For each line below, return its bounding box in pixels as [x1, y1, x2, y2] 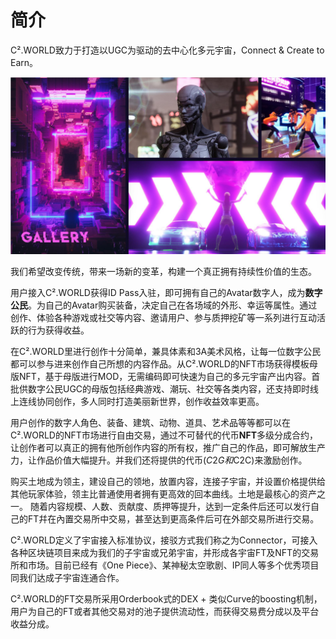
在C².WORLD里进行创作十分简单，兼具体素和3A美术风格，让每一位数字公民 [10, 346, 322, 358]
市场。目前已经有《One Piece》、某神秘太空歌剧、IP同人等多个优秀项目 [27, 559, 320, 571]
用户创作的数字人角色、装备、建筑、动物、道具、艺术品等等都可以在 [10, 417, 291, 429]
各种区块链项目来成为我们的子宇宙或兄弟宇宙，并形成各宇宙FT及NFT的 [10, 547, 302, 559]
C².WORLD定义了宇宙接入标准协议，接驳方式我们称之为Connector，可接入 [10, 534, 318, 546]
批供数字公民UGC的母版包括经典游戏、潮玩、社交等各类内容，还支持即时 [10, 383, 311, 395]
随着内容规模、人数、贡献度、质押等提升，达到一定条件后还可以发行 [29, 501, 311, 513]
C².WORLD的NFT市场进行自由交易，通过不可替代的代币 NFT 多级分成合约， [10, 429, 319, 441]
